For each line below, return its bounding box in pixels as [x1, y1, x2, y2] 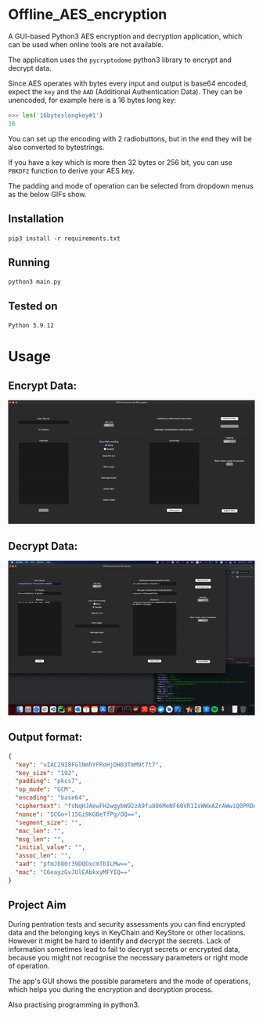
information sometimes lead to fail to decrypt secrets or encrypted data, [8, 944, 240, 953]
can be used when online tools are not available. [8, 39, 164, 49]
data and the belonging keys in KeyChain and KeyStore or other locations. [8, 927, 246, 937]
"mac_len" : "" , [15, 827, 65, 835]
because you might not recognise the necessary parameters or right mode [8, 953, 249, 962]
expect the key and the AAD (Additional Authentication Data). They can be [8, 86, 243, 96]
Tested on [8, 299, 58, 313]
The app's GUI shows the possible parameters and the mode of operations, [8, 976, 251, 986]
